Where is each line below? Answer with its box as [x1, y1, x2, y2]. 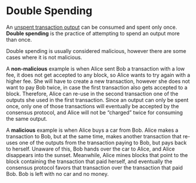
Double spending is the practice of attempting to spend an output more [6, 29, 180, 36]
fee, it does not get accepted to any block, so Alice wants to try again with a [6, 71, 190, 78]
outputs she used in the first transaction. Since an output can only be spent [6, 96, 189, 104]
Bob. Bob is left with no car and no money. [6, 170, 109, 177]
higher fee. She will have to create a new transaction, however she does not [6, 78, 190, 85]
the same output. [6, 115, 48, 122]
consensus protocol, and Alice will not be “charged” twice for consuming [6, 109, 183, 116]
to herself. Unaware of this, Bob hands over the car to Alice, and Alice [6, 145, 175, 152]
